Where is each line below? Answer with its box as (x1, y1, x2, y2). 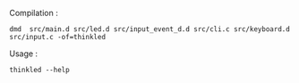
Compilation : (9, 8, 58, 18)
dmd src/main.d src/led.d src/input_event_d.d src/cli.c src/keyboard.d (9, 25, 291, 34)
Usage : (9, 48, 38, 59)
